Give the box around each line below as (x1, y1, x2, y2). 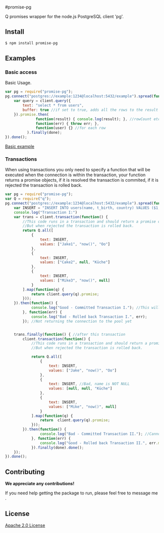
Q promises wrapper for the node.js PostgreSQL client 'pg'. (5, 14, 124, 19)
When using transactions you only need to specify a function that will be (5, 167, 150, 173)
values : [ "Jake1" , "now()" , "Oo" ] (40, 242, 110, 246)
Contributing (5, 468, 45, 476)
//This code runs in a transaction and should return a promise (22, 219, 156, 224)
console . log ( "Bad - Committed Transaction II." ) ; (40, 431, 143, 436)
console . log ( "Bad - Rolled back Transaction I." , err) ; (31, 314, 147, 319)
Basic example (5, 143, 35, 149)
